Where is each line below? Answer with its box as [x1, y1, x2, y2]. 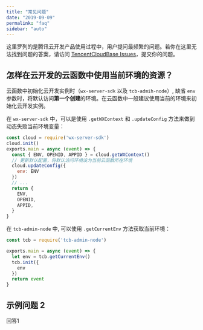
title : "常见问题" [6, 8, 50, 15]
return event [11, 276, 45, 282]
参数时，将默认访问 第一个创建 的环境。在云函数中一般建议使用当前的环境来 [6, 95, 192, 102]
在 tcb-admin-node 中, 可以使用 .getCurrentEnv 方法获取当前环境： [6, 225, 171, 233]
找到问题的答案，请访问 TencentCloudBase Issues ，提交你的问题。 [11, 51, 179, 58]
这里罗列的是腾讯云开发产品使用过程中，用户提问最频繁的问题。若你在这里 [6, 43, 192, 50]
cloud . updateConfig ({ [11, 163, 66, 169]
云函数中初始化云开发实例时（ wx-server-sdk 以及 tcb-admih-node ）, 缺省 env [6, 87, 196, 94]
